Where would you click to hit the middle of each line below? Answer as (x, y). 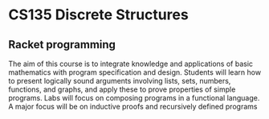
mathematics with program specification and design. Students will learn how (135, 72)
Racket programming (62, 45)
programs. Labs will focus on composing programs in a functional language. (134, 98)
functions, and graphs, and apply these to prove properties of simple (122, 89)
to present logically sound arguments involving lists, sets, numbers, (120, 81)
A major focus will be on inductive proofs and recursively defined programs (133, 107)
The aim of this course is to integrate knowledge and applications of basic (131, 64)
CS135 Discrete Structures (98, 15)
